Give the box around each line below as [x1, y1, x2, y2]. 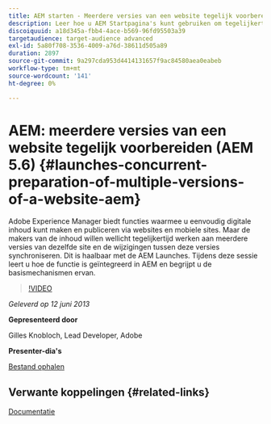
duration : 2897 [8, 49, 60, 57]
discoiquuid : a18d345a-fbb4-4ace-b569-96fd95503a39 [8, 27, 186, 35]
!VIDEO [27, 283, 52, 293]
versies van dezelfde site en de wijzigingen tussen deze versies [8, 242, 220, 252]
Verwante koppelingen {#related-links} [8, 385, 210, 399]
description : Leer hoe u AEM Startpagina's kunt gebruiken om [8, 19, 222, 27]
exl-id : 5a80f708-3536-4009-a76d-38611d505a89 [8, 42, 168, 50]
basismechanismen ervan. [8, 268, 96, 278]
